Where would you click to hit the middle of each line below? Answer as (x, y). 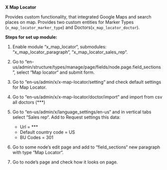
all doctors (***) (29, 102)
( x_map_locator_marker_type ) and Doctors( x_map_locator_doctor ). (73, 27)
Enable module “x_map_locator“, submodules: (59, 47)
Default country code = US (47, 132)
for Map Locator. (29, 87)
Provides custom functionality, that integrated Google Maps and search (78, 17)
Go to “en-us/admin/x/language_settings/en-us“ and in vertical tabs (82, 112)
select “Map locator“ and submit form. (56, 72)
